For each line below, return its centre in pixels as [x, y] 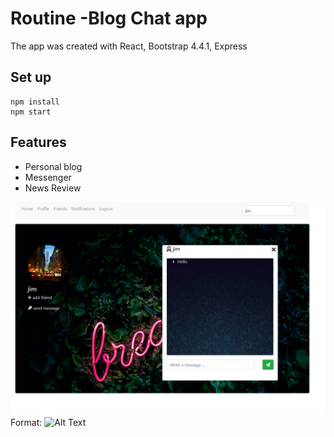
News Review [53, 188]
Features [38, 142]
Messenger [48, 177]
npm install [35, 102]
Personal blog [53, 166]
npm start [31, 112]
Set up [31, 77]
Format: [26, 423]
